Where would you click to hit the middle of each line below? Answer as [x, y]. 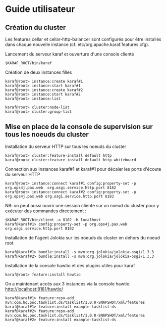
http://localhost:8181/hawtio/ [34, 289]
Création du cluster [35, 27]
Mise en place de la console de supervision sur [79, 127]
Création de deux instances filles [39, 72]
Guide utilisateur [40, 9]
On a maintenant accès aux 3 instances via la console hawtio [67, 283]
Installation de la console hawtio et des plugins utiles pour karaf [70, 265]
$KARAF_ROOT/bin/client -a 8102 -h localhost [53, 220]
